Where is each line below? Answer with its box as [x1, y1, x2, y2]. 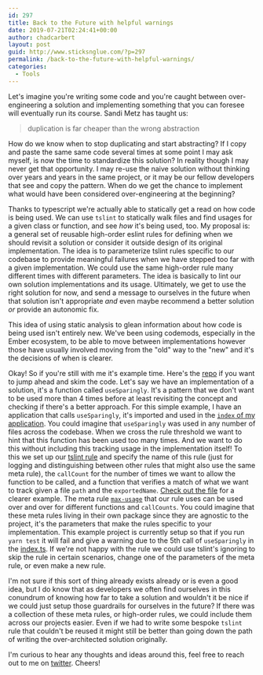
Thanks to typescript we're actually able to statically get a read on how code [8, 204, 256, 213]
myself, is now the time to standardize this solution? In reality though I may [8, 155, 250, 165]
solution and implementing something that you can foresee [54, 100, 245, 109]
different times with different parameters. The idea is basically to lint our [8, 271, 242, 280]
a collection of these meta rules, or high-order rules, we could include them [8, 609, 253, 618]
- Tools [15, 70, 41, 78]
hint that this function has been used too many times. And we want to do [8, 435, 243, 444]
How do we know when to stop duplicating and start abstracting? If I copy [8, 138, 247, 148]
